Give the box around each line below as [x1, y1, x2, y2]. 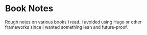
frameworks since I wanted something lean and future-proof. [5, 24, 128, 30]
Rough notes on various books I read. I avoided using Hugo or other [5, 19, 142, 25]
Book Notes [5, 3, 53, 14]
